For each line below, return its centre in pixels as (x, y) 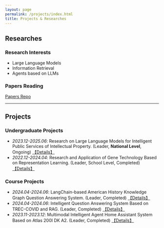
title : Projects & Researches (36, 19)
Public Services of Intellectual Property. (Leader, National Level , (77, 146)
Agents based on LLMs (35, 73)
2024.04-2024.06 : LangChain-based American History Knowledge (79, 192)
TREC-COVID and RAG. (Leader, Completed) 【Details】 (69, 209)
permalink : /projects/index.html (39, 14)
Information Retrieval (33, 68)
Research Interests (28, 52)
